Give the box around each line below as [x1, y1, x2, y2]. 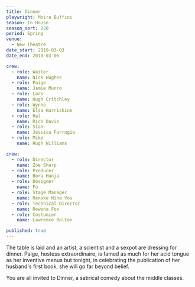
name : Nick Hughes [17, 75, 62, 80]
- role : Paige [11, 80, 46, 86]
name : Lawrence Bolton [17, 217, 73, 223]
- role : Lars [11, 91, 44, 97]
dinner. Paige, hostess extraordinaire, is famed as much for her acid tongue [6, 250, 190, 257]
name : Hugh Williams [17, 140, 67, 146]
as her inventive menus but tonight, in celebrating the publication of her [6, 257, 180, 263]
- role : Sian [11, 124, 44, 130]
